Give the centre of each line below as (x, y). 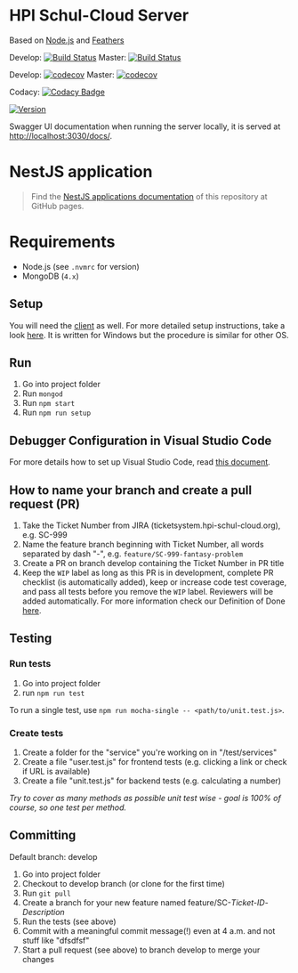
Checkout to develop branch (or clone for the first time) (123, 883)
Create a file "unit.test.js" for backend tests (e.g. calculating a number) (152, 781)
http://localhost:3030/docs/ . (61, 135)
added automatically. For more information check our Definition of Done (154, 601)
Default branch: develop (53, 856)
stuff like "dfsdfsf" (56, 940)
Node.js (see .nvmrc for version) (81, 266)
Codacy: (24, 92)
